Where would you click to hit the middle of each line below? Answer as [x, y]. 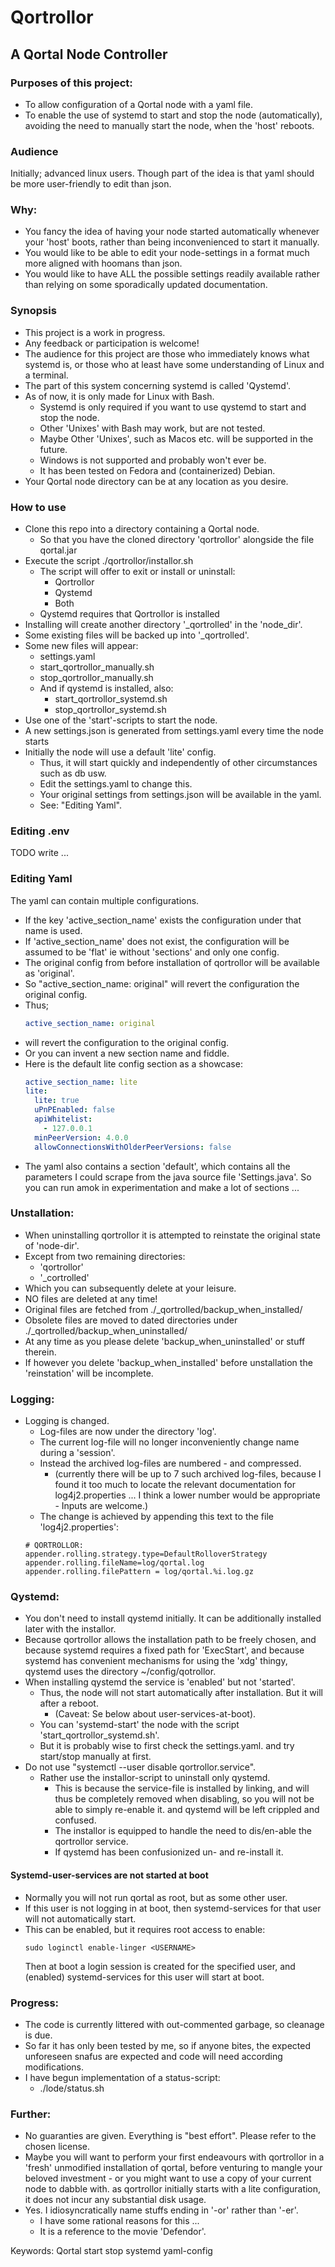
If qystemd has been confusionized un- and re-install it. [169, 1852]
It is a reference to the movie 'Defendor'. [123, 2232]
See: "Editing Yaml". [80, 805]
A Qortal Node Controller [89, 54]
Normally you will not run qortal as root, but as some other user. [156, 1897]
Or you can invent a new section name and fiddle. [127, 1053]
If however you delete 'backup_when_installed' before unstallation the [168, 1362]
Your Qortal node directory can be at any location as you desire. [156, 481]
